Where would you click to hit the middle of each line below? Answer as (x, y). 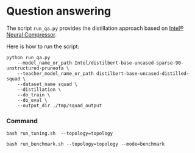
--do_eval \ (32, 100)
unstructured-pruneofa (35, 68)
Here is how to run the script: (43, 46)
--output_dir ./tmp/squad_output (60, 105)
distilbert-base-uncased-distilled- (143, 73)
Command (22, 121)
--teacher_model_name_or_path (56, 73)
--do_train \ (34, 95)
